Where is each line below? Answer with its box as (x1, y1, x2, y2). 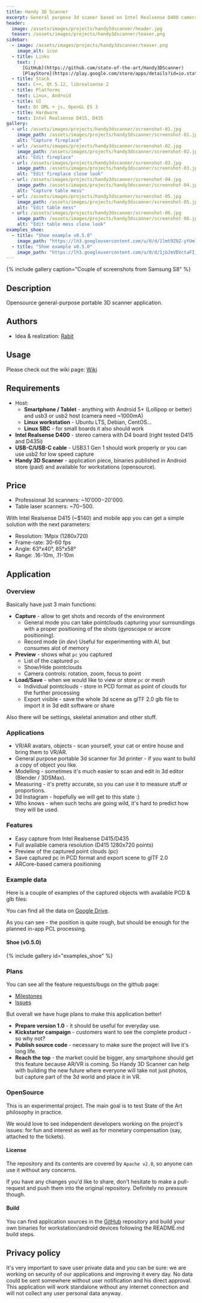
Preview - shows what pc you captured (14, 651, 112, 658)
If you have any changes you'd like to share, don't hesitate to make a (6, 1178, 176, 1185)
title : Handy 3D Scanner (6, 8, 69, 15)
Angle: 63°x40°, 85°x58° (14, 545, 76, 553)
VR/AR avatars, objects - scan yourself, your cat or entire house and (14, 742, 184, 749)
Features (6, 821, 33, 830)
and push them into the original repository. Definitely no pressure (26, 1184, 188, 1191)
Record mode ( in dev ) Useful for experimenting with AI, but (23, 638, 170, 645)
